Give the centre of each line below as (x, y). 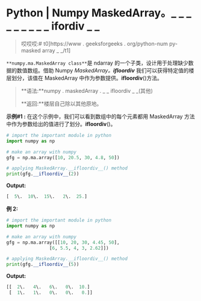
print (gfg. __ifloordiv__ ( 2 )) (43, 174)
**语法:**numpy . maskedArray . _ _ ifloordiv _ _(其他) (87, 90)
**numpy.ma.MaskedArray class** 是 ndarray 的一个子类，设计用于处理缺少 (97, 63)
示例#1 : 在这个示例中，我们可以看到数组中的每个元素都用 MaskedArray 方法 (100, 116)
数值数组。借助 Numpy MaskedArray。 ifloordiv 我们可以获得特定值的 (103, 70)
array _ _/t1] (56, 50)
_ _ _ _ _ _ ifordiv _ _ (53, 26)
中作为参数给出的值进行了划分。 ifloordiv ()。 (61, 124)
